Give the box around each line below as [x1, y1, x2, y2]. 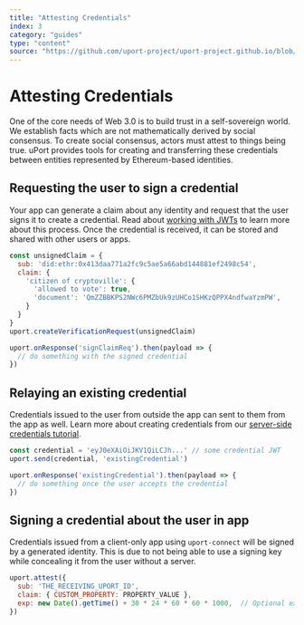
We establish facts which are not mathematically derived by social [9, 126, 256, 137]
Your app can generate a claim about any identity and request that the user [9, 205, 290, 216]
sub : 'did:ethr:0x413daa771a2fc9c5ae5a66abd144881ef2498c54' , [17, 259, 257, 268]
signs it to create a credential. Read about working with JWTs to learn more [9, 214, 290, 225]
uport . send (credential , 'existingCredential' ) [9, 454, 188, 463]
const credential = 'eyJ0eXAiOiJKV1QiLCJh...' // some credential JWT [9, 446, 281, 456]
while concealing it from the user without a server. [9, 556, 196, 567]
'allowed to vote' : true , [33, 284, 131, 294]
